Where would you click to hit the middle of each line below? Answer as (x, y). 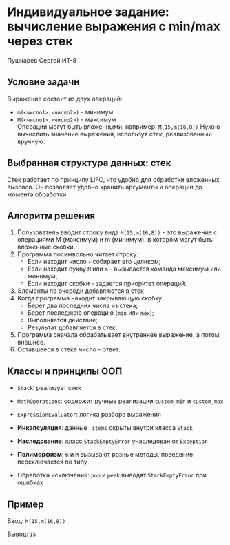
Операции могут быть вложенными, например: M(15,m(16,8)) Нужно (118, 126)
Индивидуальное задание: (88, 12)
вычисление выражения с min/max (114, 27)
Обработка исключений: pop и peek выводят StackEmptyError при (112, 475)
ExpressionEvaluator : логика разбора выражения (89, 415)
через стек (40, 41)
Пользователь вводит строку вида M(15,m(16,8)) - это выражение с (117, 232)
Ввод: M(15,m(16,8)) (36, 521)
